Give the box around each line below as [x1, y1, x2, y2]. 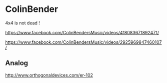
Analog [5, 59, 28, 68]
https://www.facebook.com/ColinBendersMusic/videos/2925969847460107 [5, 39, 162, 45]
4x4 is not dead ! [5, 20, 40, 26]
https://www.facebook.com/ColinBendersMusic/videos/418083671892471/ [5, 29, 159, 35]
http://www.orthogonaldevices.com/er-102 [5, 72, 93, 78]
